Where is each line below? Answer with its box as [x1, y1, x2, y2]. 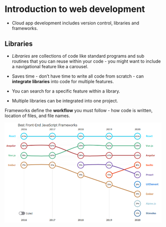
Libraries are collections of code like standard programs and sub [11, 53, 145, 59]
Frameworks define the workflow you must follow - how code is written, [4, 107, 153, 113]
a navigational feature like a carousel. [11, 63, 88, 69]
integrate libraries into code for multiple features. [11, 78, 114, 84]
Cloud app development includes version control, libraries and [11, 20, 140, 26]
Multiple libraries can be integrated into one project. [11, 98, 118, 104]
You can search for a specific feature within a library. [11, 88, 120, 94]
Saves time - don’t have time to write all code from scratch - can [11, 73, 144, 79]
